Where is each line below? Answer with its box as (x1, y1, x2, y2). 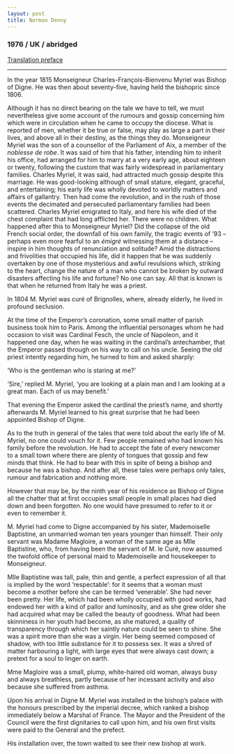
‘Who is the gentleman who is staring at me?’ (7, 366, 136, 375)
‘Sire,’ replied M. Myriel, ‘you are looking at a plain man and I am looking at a (7, 379, 226, 388)
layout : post (7, 10, 45, 17)
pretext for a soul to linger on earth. (7, 654, 109, 662)
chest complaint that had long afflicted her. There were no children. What (7, 214, 217, 223)
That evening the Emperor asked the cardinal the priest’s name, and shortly (7, 400, 223, 409)
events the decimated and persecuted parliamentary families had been (7, 200, 210, 208)
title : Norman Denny (7, 17, 68, 24)
